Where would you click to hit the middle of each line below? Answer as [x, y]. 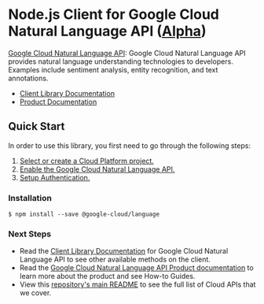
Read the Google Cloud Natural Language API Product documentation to [136, 268]
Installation [30, 198]
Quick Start [37, 126]
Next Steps [30, 234]
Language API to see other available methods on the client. [115, 260]
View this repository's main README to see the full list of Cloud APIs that [137, 284]
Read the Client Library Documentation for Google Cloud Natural [124, 251]
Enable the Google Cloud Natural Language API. [97, 169]
